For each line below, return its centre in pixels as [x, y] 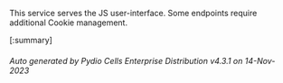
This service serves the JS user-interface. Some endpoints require [133, 13]
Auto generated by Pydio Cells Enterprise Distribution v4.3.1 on [126, 60]
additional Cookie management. [69, 23]
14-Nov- [260, 60]
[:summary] [31, 40]
